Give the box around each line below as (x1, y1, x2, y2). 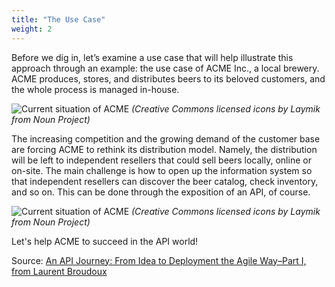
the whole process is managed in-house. (11, 83, 180, 95)
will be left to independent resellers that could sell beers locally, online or (11, 154, 312, 166)
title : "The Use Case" (11, 14, 106, 25)
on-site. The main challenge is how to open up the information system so (11, 164, 313, 176)
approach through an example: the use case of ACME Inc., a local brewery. (11, 62, 320, 74)
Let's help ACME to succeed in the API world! (11, 235, 199, 247)
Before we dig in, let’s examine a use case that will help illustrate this (11, 51, 294, 63)
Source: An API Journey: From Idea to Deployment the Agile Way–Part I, (11, 254, 307, 266)
